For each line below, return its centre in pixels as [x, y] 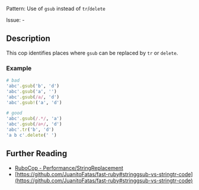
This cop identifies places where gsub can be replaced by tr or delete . [92, 53]
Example [19, 68]
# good [14, 113]
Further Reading [37, 154]
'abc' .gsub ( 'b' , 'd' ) [33, 86]
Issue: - [15, 20]
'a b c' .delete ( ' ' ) [32, 135]
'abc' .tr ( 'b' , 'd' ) [30, 130]
